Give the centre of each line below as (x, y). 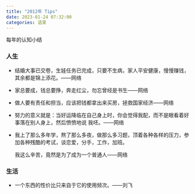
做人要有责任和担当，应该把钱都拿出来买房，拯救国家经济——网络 (94, 103)
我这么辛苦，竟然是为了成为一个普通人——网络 (71, 154)
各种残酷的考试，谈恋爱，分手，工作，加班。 (73, 142)
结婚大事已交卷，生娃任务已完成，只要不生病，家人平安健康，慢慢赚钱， (102, 70)
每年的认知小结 (24, 40)
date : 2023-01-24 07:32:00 (39, 17)
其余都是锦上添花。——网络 (48, 77)
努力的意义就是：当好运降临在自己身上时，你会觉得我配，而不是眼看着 (99, 115)
